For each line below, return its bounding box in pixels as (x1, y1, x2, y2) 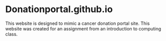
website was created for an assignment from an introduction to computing (5, 25, 161, 31)
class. (5, 31, 18, 37)
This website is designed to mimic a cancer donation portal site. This (5, 20, 150, 26)
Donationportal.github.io (5, 4, 113, 15)
